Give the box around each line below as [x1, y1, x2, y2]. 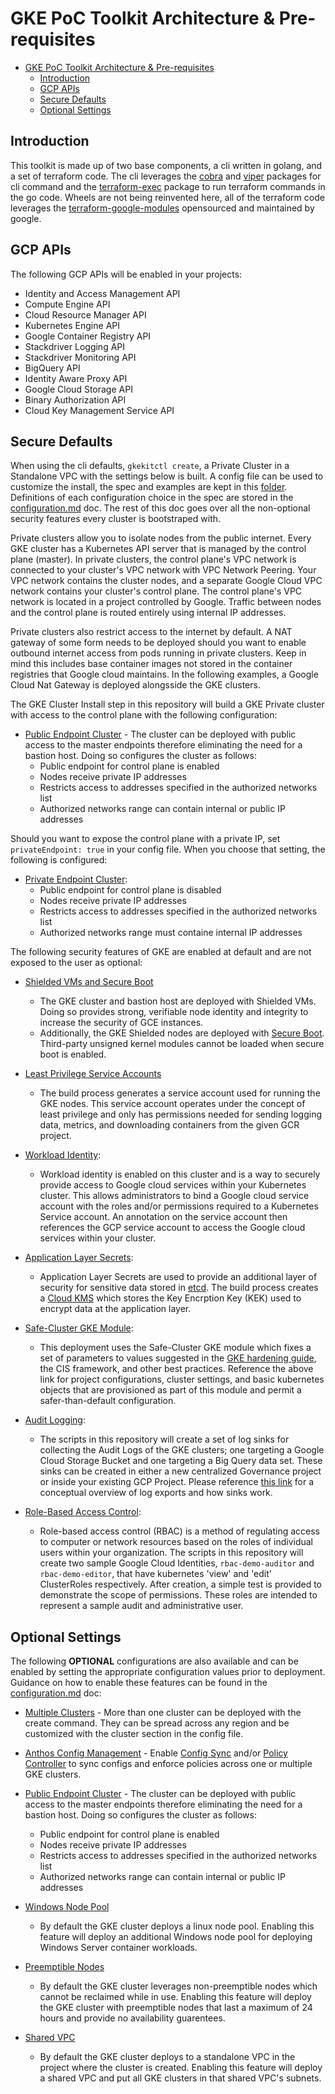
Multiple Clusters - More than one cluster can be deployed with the [24, 1707, 302, 1719]
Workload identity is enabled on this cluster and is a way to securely [39, 1168, 321, 1181]
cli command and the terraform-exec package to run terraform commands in [10, 180, 326, 192]
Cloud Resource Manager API [24, 308, 147, 321]
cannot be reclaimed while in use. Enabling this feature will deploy [39, 1991, 312, 2003]
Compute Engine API [24, 298, 111, 310]
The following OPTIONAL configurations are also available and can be [10, 1655, 299, 1667]
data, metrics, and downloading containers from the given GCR [39, 1119, 300, 1131]
